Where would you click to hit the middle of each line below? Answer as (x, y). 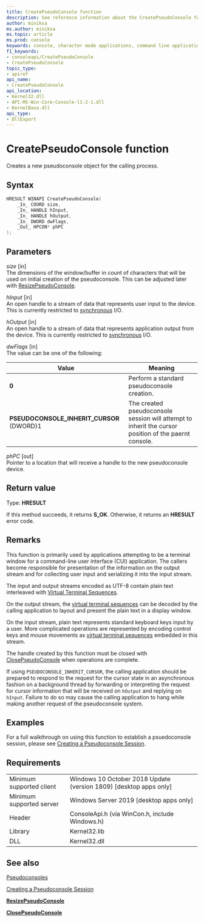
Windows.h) (87, 821)
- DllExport (21, 119)
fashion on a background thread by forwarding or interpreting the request (98, 684)
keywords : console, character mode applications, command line (88, 46)
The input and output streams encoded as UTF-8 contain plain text (90, 585)
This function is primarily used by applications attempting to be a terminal (98, 554)
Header (20, 818)
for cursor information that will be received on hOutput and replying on (94, 691)
